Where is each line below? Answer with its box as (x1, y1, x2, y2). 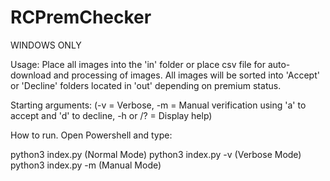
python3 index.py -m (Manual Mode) (10, 159, 162, 171)
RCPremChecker (10, 6, 152, 29)
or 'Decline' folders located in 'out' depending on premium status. (10, 79, 282, 91)
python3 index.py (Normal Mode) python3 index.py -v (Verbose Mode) (10, 148, 302, 160)
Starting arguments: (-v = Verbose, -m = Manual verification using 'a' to (10, 99, 307, 111)
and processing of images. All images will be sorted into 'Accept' (53, 69, 320, 81)
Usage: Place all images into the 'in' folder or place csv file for (10, 58, 266, 70)
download (10, 69, 52, 81)
